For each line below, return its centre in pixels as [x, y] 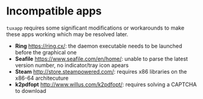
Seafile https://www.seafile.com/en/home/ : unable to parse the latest [101, 59]
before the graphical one [46, 52]
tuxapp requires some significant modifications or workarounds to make [95, 28]
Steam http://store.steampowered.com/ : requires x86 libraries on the [101, 71]
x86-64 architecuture [42, 78]
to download [31, 91]
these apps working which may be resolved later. [67, 34]
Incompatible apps [54, 11]
